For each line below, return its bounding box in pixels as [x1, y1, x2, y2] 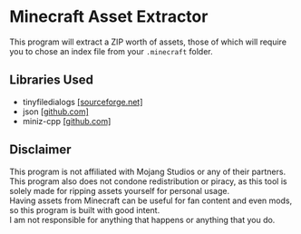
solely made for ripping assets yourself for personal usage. [9, 185, 230, 196]
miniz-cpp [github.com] [22, 115, 112, 126]
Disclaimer [9, 142, 72, 158]
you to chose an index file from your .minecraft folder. [9, 45, 213, 56]
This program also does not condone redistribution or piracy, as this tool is [9, 175, 287, 187]
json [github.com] [22, 106, 89, 117]
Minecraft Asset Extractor [9, 6, 209, 27]
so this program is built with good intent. [9, 204, 160, 215]
